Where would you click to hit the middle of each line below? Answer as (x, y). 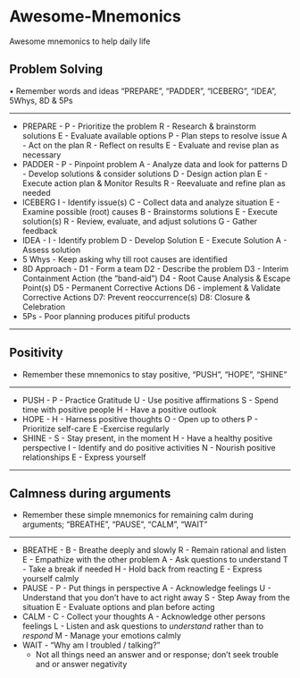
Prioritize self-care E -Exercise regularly (96, 428)
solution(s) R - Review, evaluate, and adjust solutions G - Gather (140, 221)
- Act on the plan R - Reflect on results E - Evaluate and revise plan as (150, 145)
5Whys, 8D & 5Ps (41, 100)
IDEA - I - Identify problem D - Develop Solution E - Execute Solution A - (154, 240)
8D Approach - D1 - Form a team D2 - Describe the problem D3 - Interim (155, 268)
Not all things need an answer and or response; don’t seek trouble (157, 655)
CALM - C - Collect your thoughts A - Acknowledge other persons (144, 617)
